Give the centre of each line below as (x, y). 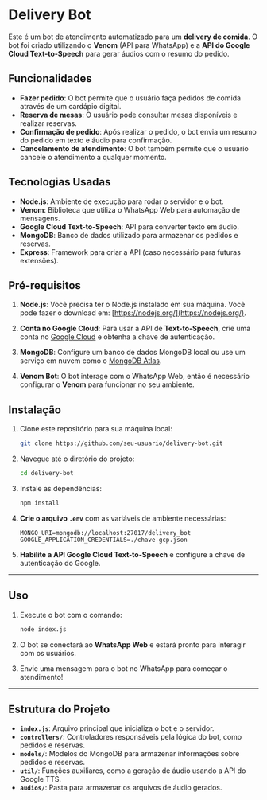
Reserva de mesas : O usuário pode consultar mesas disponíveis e (128, 115)
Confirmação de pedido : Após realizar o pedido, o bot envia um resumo (138, 131)
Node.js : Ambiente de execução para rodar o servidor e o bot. (122, 201)
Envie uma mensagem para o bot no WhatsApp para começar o (124, 668)
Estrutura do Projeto (59, 709)
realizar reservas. (48, 123)
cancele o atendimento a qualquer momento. (93, 157)
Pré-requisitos (45, 285)
